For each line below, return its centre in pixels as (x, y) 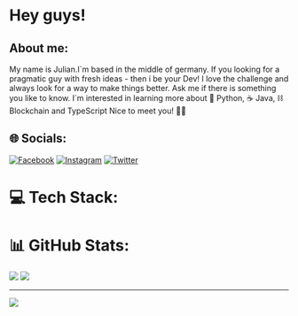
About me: (39, 48)
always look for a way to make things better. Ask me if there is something (143, 88)
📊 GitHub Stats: (70, 246)
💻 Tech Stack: (64, 197)
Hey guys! (47, 15)
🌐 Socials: (38, 139)
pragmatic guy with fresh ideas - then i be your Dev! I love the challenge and (149, 79)
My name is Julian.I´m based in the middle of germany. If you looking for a (145, 69)
